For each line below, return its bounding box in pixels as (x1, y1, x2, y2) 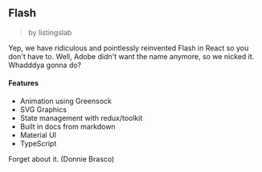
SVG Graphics (19, 105, 67, 114)
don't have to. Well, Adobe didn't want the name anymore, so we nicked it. (8, 51, 255, 61)
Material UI (19, 130, 57, 140)
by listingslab (27, 27, 72, 37)
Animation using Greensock (19, 96, 113, 106)
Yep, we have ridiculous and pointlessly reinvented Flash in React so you (8, 43, 249, 53)
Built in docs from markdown (19, 122, 116, 131)
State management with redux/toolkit (19, 114, 143, 123)
